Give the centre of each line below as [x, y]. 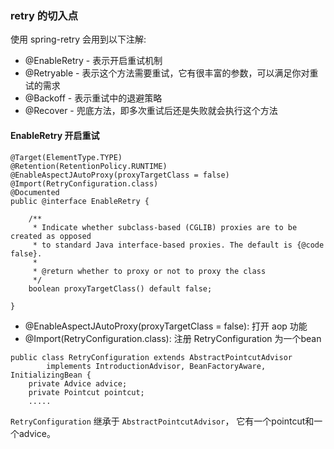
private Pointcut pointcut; [86, 392]
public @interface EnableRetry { [80, 201]
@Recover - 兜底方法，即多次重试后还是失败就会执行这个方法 [151, 111]
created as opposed [51, 236]
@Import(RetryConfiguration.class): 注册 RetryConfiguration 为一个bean [173, 338]
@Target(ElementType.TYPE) [66, 157]
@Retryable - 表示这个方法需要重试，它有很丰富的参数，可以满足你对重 [171, 73]
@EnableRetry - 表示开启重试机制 [93, 61]
